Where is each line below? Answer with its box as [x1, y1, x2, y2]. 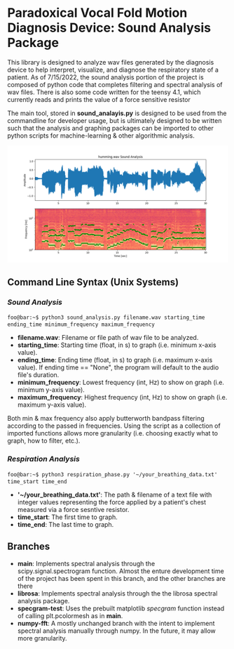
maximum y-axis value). [17, 400, 87, 409]
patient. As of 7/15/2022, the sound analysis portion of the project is [7, 72, 205, 81]
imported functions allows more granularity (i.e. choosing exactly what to [7, 429, 219, 438]
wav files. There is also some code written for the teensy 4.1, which [7, 88, 201, 96]
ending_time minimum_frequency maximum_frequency [7, 321, 156, 328]
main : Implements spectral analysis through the [17, 559, 156, 568]
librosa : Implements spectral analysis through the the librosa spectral [17, 589, 218, 598]
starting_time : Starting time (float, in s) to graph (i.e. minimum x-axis [17, 341, 216, 349]
